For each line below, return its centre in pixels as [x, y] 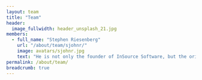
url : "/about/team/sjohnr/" [52, 46]
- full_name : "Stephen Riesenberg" [56, 40]
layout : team [23, 12]
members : [17, 34]
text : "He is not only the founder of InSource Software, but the [102, 57]
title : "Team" [24, 17]
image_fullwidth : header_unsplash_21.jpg [64, 29]
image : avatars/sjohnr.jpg [51, 51]
